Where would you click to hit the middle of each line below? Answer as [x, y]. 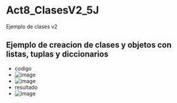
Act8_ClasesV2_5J [53, 10]
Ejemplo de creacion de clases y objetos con [89, 45]
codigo [23, 68]
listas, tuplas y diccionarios [57, 54]
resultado [26, 87]
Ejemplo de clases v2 [32, 26]
